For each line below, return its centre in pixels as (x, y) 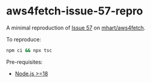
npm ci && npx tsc (29, 50)
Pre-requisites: (25, 62)
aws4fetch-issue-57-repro (75, 11)
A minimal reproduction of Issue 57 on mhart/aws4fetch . (76, 28)
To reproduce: (24, 39)
